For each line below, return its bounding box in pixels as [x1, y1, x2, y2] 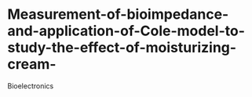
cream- [7, 56, 57, 74]
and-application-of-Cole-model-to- [7, 22, 245, 40]
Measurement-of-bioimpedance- [7, 5, 229, 23]
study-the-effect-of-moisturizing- [7, 39, 237, 56]
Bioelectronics [7, 81, 54, 91]
